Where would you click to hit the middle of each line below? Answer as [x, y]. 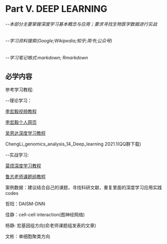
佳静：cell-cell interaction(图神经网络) [45, 215]
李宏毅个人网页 [21, 122]
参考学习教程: [20, 90]
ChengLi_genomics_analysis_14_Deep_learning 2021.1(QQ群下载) [73, 144]
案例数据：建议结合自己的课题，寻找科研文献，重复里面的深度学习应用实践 [83, 188]
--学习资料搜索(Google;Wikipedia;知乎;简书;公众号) [59, 41]
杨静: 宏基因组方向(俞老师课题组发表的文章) [51, 226]
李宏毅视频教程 [21, 112]
